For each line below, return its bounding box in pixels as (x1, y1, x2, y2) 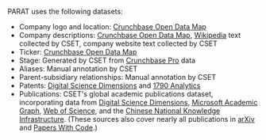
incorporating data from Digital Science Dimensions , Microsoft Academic (18, 98, 258, 107)
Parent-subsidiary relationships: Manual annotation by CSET (18, 73, 216, 81)
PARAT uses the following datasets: (7, 7, 124, 16)
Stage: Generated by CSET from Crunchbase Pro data (18, 55, 196, 65)
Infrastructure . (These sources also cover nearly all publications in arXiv (18, 115, 255, 123)
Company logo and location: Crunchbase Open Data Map (18, 22, 207, 31)
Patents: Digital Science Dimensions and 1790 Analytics (18, 81, 201, 90)
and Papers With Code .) (18, 123, 98, 132)
